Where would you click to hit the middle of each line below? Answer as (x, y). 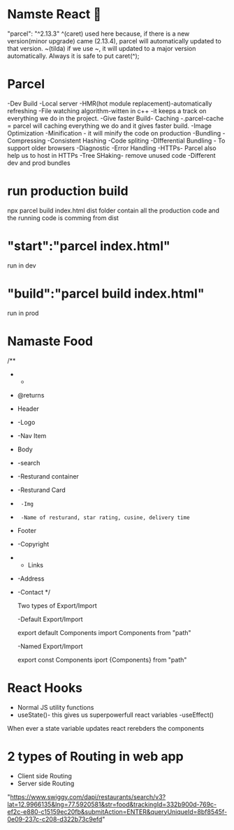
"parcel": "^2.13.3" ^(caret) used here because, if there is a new (98, 34)
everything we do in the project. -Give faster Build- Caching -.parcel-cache (116, 118)
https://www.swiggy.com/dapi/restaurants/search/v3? (88, 796)
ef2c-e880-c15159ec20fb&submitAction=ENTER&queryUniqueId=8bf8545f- (117, 811)
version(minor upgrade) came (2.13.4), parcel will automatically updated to (114, 41)
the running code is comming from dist (63, 218)
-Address (31, 578)
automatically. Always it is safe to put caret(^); (73, 56)
